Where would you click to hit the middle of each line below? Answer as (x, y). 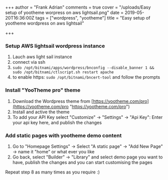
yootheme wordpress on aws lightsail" (45, 23)
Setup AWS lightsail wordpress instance (55, 46)
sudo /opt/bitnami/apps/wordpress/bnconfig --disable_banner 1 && (83, 68)
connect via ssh (29, 62)
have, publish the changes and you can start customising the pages (82, 162)
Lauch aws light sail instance (42, 57)
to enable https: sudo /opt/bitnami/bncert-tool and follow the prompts (86, 77)
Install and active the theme (41, 112)
